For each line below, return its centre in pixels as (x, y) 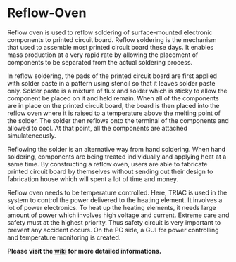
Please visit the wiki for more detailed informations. (85, 251)
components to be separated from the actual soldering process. (100, 62)
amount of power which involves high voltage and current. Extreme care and (118, 215)
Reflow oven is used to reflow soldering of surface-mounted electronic (110, 32)
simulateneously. (32, 136)
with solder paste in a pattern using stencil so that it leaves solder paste (111, 83)
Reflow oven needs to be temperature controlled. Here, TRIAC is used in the (117, 192)
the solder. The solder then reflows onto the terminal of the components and (118, 120)
